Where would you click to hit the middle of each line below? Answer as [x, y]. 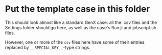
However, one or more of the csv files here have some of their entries [75, 42]
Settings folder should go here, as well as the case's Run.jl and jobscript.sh [81, 27]
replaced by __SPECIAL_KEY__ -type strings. [48, 47]
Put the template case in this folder [78, 9]
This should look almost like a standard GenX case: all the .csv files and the [81, 22]
